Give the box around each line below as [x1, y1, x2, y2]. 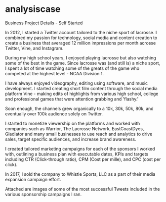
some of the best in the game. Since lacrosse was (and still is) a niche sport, [5, 60, 161, 66]
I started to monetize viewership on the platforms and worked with [5, 120, 140, 126]
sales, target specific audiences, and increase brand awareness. [5, 136, 137, 142]
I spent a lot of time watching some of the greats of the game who [5, 65, 140, 71]
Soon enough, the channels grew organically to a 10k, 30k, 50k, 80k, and [5, 105, 154, 111]
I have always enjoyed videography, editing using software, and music [5, 80, 148, 86]
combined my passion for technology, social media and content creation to [5, 35, 158, 41]
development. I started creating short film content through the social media [5, 85, 158, 91]
